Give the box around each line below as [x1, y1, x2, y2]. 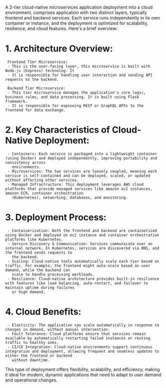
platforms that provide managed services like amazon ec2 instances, [5, 186, 153, 191]
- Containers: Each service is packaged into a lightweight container [7, 151, 157, 156]
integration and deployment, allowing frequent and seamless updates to [5, 348, 160, 354]
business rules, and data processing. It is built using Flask [5, 94, 140, 99]
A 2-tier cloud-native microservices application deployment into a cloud [5, 4, 153, 10]
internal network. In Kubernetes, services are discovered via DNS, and [5, 245, 160, 250]
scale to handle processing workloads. [11, 272, 95, 277]
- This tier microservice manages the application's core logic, [7, 90, 146, 95]
